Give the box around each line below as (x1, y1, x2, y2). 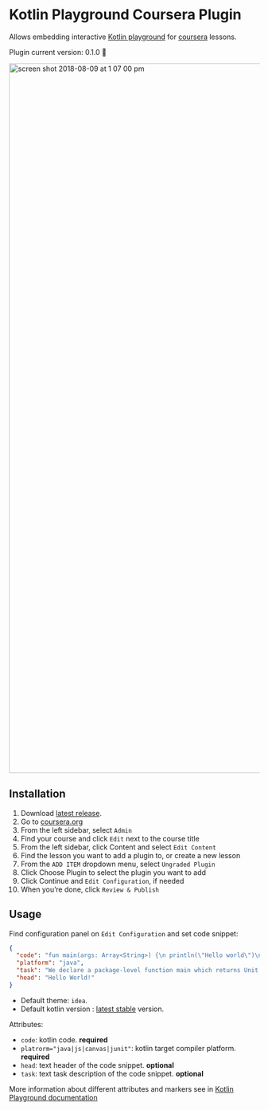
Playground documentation (9, 1092, 98, 1102)
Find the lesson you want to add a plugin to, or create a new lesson (20, 850, 241, 860)
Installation (9, 787, 66, 801)
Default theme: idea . (20, 995, 88, 1005)
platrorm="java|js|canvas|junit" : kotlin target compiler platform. (20, 1043, 237, 1053)
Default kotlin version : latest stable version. (20, 1004, 165, 1014)
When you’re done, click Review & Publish (20, 884, 160, 894)
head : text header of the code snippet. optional (20, 1060, 174, 1069)
